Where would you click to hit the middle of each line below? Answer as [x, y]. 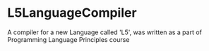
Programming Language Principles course [68, 39]
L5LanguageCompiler [72, 13]
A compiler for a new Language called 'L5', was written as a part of [105, 32]
